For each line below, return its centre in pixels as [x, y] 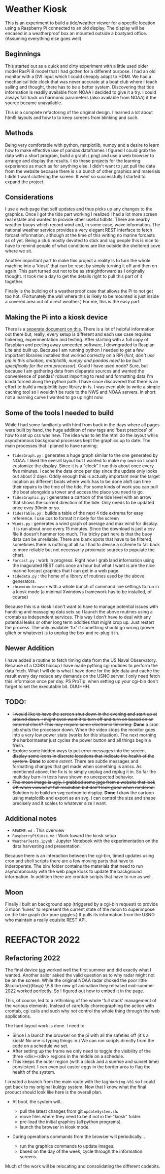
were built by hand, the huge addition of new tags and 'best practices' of [79, 430]
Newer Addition [30, 648]
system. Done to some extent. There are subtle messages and [75, 761]
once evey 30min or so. [36, 508]
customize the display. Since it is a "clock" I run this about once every [83, 466]
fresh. [18, 745]
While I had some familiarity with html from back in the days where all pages [82, 425]
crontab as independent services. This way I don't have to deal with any [78, 617]
